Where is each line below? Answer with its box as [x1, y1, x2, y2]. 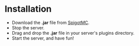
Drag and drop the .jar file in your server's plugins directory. [11, 30, 135, 36]
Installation [4, 3, 52, 15]
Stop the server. [11, 24, 45, 30]
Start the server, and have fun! [11, 35, 74, 41]
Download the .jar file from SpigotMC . [11, 20, 90, 25]
